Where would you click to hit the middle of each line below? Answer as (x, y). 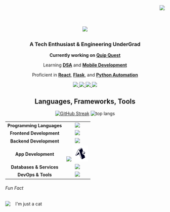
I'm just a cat (28, 204)
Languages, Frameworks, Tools (85, 101)
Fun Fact (14, 188)
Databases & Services (35, 167)
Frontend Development (35, 133)
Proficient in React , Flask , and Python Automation (85, 75)
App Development (35, 154)
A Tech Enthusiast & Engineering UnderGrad (85, 44)
